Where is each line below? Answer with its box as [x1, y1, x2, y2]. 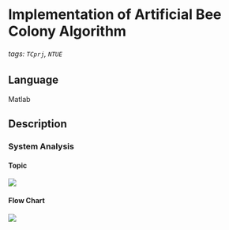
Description [8, 117, 67, 131]
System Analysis [8, 141, 75, 152]
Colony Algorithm [8, 22, 126, 40]
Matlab [8, 94, 31, 104]
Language [8, 74, 59, 87]
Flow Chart [8, 195, 45, 205]
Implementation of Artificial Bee [8, 6, 222, 24]
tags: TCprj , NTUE [8, 49, 63, 58]
